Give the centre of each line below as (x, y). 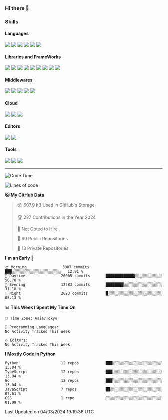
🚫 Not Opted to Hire (38, 229)
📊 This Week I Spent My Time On (40, 307)
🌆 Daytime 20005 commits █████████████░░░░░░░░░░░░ (84, 276)
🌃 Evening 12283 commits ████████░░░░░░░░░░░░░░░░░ (84, 285)
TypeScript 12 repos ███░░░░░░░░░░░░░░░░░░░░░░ (84, 372)
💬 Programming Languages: (32, 327)
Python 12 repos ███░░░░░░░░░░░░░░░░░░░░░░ (84, 363)
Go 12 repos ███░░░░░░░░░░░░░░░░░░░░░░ (84, 381)
